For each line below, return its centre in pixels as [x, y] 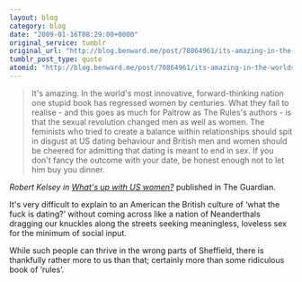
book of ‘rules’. [37, 269]
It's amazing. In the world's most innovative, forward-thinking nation [158, 93]
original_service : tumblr [58, 43]
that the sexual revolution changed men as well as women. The [148, 121]
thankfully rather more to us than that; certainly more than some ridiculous [147, 260]
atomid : [24, 68]
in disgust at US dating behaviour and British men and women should [159, 141]
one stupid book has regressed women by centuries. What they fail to [160, 102]
